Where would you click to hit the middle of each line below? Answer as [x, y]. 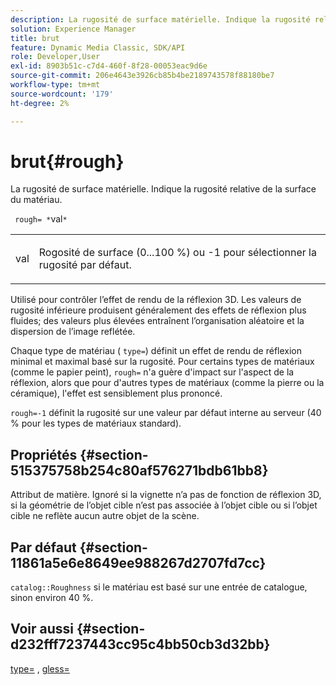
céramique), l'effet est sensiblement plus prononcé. [116, 393]
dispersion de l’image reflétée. [73, 332]
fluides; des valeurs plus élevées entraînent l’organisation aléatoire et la [157, 321]
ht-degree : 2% [40, 103]
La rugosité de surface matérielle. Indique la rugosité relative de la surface [163, 189]
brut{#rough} [67, 161]
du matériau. [36, 200]
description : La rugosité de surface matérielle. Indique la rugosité [160, 19]
